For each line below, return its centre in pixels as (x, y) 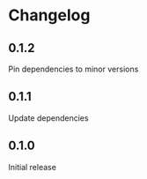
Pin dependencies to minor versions (73, 69)
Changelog (49, 15)
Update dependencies (48, 118)
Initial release (32, 167)
